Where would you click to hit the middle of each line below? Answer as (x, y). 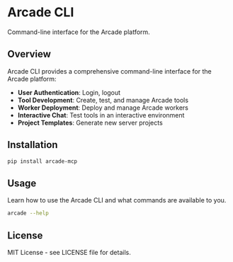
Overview (29, 54)
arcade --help (28, 213)
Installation (33, 145)
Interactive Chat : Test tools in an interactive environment (101, 115)
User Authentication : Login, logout (69, 92)
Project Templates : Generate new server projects (90, 123)
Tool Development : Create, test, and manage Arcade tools (103, 100)
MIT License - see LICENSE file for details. (69, 252)
